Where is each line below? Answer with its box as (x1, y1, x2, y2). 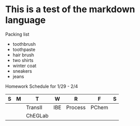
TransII (26, 104, 43, 111)
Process (66, 104, 86, 111)
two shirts (12, 57, 34, 63)
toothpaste (12, 46, 36, 52)
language (5, 14, 46, 26)
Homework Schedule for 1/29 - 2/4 (5, 83, 78, 89)
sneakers (12, 68, 32, 74)
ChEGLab (26, 112, 49, 119)
